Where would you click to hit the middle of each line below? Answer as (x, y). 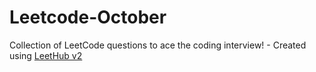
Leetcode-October (88, 17)
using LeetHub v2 (46, 55)
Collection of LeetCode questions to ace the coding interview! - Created (158, 45)
